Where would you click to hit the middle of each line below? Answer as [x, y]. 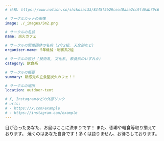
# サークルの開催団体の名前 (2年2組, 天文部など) [49, 45]
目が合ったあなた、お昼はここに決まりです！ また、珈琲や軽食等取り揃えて [81, 127]
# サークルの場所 [20, 86]
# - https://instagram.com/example [41, 113]
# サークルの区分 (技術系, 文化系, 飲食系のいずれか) [53, 59]
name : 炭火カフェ [21, 37]
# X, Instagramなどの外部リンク [35, 99]
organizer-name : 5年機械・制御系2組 [40, 50]
